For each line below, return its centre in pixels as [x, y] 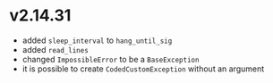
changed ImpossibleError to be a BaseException [111, 59]
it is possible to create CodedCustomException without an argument [143, 69]
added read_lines [55, 49]
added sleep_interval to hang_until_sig [97, 40]
